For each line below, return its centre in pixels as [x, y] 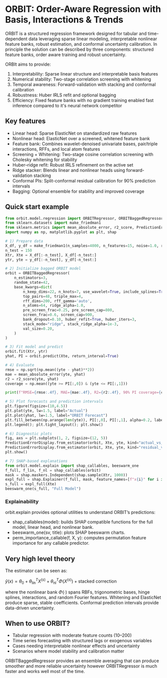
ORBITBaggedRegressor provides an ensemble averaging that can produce [82, 661]
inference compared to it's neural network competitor [67, 105]
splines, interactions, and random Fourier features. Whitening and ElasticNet [83, 597]
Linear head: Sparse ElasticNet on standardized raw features [75, 133]
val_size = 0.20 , [39, 329]
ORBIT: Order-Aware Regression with [83, 9]
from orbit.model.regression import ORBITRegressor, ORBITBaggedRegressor [84, 218]
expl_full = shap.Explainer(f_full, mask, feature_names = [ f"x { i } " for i [82, 480]
